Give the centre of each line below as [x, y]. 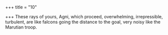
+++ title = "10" [21, 7]
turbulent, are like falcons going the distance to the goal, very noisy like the [83, 22]
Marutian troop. [21, 27]
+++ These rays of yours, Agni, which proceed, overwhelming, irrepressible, [84, 17]
